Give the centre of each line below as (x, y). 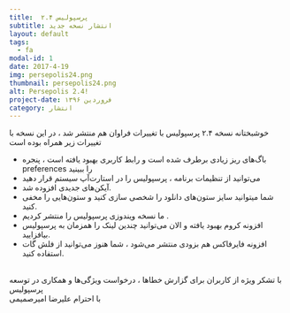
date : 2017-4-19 (39, 67)
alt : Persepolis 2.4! (49, 91)
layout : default (39, 34)
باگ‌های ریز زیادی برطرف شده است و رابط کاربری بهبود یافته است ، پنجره (144, 159)
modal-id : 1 (31, 58)
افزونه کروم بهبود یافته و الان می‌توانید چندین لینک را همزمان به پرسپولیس (142, 225)
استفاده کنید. (43, 254)
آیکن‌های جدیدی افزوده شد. (67, 187)
